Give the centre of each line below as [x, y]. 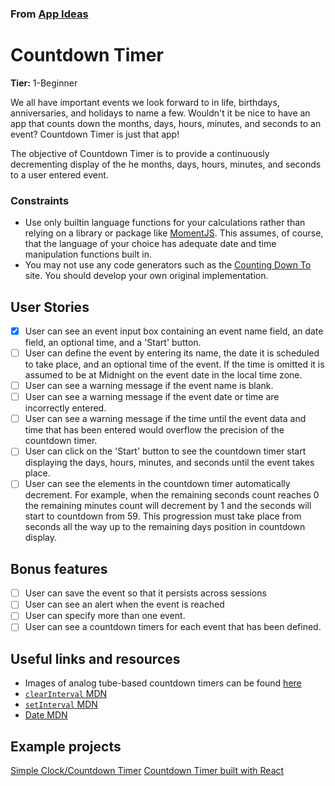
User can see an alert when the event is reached [124, 604]
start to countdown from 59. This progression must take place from [163, 516]
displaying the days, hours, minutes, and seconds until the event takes [169, 463]
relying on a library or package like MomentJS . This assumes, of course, [174, 233]
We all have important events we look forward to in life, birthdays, [145, 102]
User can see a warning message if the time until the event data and [165, 419]
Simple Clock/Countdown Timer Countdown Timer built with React [147, 771]
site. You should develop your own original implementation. [146, 276]
